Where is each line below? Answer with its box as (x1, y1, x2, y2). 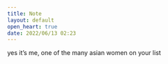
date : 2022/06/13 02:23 (7, 29, 77, 37)
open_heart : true (7, 23, 58, 30)
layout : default (7, 17, 54, 24)
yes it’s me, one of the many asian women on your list (7, 49, 162, 57)
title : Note (7, 10, 42, 17)
